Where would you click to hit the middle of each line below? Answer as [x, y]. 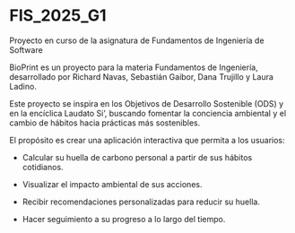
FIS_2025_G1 [58, 16]
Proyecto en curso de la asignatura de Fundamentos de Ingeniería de [137, 40]
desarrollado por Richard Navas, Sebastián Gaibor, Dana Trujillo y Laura [141, 76]
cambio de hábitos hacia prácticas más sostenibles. [105, 123]
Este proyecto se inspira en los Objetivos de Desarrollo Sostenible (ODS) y [147, 103]
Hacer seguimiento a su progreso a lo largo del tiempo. [124, 219]
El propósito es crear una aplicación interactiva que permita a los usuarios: [147, 140]
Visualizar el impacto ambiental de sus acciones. [112, 184]
